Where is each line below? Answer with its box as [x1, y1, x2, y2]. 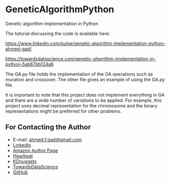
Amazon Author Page [12, 147, 58, 153]
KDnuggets [12, 158, 37, 164]
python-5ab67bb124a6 [5, 61, 54, 67]
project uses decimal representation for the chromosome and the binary [5, 102, 158, 108]
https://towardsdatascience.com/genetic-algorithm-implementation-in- [5, 55, 156, 62]
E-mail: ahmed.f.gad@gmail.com [12, 137, 82, 143]
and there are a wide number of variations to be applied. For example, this [5, 97, 162, 103]
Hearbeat [12, 152, 33, 159]
